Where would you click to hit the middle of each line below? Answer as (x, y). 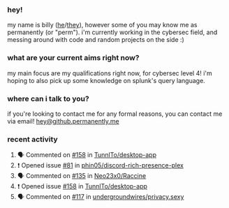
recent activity (32, 139)
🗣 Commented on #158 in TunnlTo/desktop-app (87, 155)
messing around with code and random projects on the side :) (96, 40)
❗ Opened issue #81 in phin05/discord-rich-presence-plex (100, 165)
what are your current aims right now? (73, 58)
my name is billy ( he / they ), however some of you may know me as (102, 25)
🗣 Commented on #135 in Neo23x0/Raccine (82, 176)
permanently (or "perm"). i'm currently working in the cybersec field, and (112, 32)
